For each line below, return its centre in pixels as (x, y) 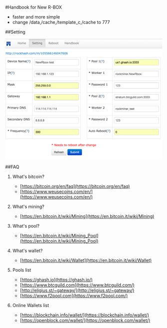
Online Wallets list (31, 305)
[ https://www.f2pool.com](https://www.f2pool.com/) (74, 296)
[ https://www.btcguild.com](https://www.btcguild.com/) (77, 285)
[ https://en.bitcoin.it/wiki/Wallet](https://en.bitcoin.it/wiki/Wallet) (86, 260)
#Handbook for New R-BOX (34, 7)
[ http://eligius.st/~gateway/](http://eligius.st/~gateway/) (77, 290)
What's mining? (28, 206)
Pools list (22, 270)
